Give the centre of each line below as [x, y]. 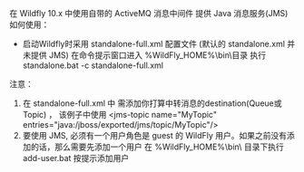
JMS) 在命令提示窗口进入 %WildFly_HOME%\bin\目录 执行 [157, 55]
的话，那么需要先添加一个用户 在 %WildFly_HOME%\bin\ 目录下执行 [157, 147]
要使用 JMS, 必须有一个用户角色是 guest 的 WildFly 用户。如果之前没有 [155, 135]
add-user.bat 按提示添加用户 [76, 158]
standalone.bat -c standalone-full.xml [93, 65]
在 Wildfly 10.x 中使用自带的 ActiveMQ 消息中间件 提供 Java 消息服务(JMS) [149, 13]
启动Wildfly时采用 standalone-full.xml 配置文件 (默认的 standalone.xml [154, 44]
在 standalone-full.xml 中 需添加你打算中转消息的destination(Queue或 [152, 103]
